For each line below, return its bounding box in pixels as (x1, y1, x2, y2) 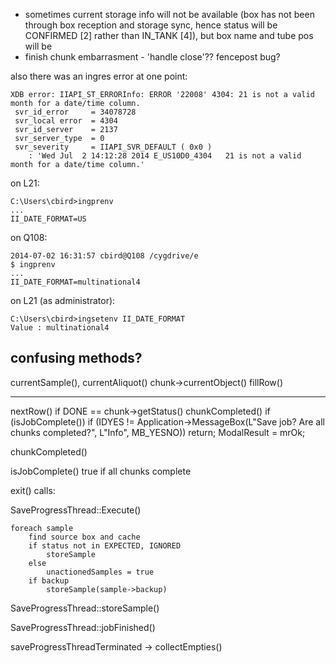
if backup (28, 575, 70, 586)
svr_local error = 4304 (14, 116, 118, 126)
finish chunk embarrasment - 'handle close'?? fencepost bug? (24, 51, 281, 63)
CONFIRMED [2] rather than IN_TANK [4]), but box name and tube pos (24, 30, 314, 41)
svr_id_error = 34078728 (14, 107, 137, 117)
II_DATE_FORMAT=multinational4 (10, 277, 141, 287)
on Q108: (10, 232, 48, 243)
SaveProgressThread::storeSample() (10, 602, 160, 614)
